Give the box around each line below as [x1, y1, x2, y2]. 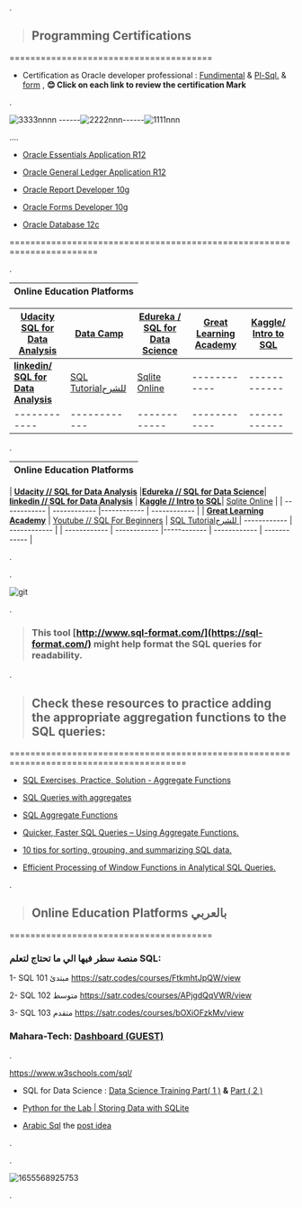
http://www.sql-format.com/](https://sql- [75, 626, 263, 638]
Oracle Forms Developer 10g [22, 201, 129, 212]
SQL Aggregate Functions [22, 810, 119, 820]
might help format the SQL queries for [93, 637, 262, 650]
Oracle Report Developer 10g [22, 184, 130, 195]
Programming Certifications [31, 28, 191, 43]
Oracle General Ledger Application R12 [22, 166, 166, 178]
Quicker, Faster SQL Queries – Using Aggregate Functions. [22, 827, 240, 837]
